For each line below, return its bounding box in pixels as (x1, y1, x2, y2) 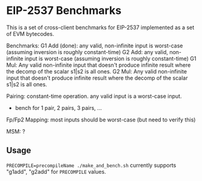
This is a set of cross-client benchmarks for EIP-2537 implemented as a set (6, 24, 195, 31)
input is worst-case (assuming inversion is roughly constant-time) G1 (24, 55, 197, 62)
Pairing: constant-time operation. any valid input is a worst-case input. (6, 92, 182, 100)
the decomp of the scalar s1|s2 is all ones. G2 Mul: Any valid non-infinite (6, 67, 187, 75)
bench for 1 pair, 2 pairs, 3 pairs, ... (15, 104, 102, 111)
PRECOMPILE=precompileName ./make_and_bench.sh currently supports (6, 162, 177, 169)
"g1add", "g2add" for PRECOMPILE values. (6, 168, 106, 175)
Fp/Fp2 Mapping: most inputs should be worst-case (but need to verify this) (6, 116, 196, 123)
